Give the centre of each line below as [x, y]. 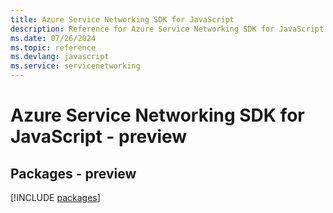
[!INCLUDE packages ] [55, 197]
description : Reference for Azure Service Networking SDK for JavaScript [167, 29]
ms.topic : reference [53, 47]
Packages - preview [73, 173]
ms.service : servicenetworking [75, 66]
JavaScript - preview [99, 137]
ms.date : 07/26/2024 [53, 38]
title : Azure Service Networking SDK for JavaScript [122, 19]
